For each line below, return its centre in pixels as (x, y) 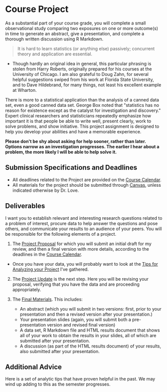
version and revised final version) (81, 325)
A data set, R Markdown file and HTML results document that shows (90, 330)
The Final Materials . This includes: (48, 299)
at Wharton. (24, 90)
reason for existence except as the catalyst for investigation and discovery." (83, 110)
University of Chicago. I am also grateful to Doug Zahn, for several (80, 74)
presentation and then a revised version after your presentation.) (86, 314)
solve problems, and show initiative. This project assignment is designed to (82, 126)
